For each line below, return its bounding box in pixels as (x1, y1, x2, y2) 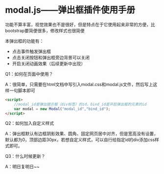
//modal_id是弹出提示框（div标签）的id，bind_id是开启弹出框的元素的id (14, 102, 147, 107)
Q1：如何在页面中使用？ (5, 71, 53, 77)
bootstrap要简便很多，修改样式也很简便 (5, 27, 85, 33)
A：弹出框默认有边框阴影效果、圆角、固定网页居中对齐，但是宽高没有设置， (5, 130, 158, 137)
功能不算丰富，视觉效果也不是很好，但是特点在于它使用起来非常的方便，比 (5, 22, 155, 27)
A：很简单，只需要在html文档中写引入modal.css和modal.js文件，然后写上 (5, 81, 153, 87)
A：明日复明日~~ (5, 164, 40, 170)
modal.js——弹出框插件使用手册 (5, 4, 136, 16)
